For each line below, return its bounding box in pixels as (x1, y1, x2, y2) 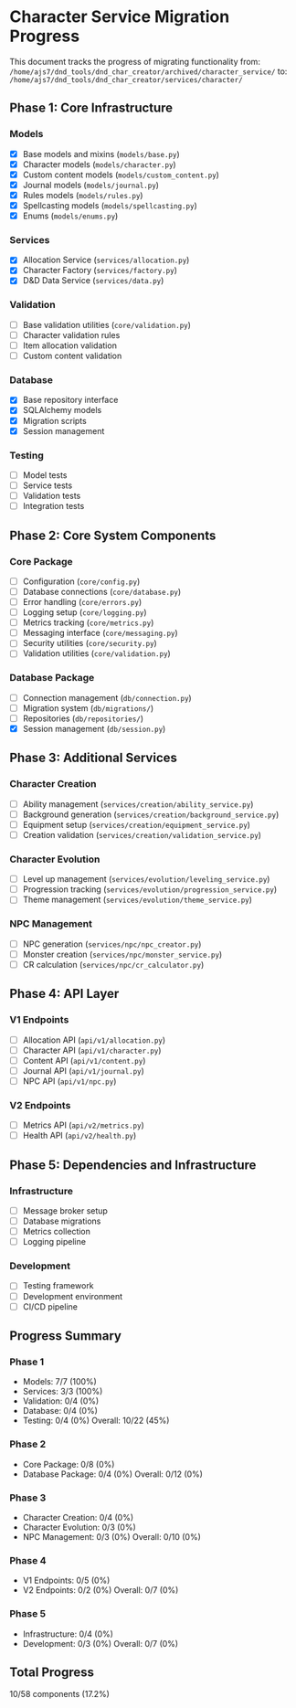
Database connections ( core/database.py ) (22, 586, 182, 597)
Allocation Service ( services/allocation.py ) (22, 254, 190, 266)
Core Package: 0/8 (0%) (22, 1459, 115, 1469)
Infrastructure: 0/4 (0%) (22, 1628, 114, 1639)
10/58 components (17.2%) (9, 1689, 110, 1700)
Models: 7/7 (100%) (22, 1376, 98, 1387)
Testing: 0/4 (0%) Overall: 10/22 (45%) (22, 1415, 170, 1427)
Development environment (22, 1290, 123, 1301)
